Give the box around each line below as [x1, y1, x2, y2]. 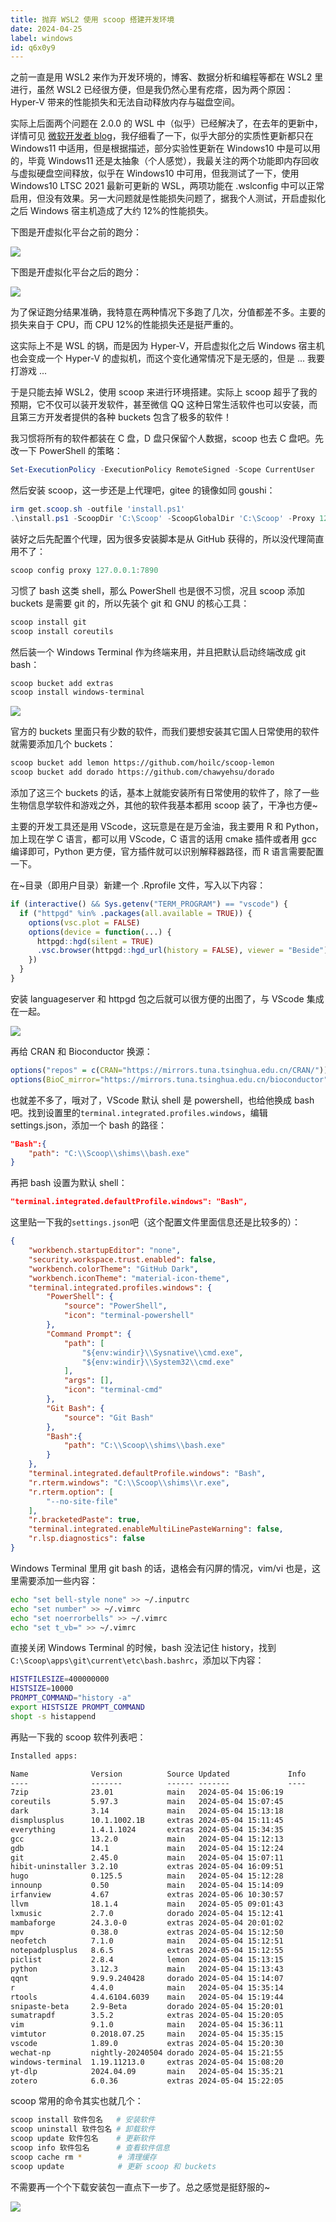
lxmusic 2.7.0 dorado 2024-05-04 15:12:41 [10, 1908, 284, 1918]
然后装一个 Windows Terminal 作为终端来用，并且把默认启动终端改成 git [10, 646, 307, 658]
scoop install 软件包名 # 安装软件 [10, 2115, 156, 2125]
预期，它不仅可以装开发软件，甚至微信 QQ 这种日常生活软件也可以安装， [10, 399, 310, 411]
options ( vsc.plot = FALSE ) [28, 917, 141, 928]
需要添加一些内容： [18, 1574, 98, 1586]
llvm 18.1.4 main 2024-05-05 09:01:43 [10, 1899, 284, 1909]
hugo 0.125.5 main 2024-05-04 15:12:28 [10, 1871, 284, 1881]
